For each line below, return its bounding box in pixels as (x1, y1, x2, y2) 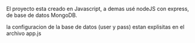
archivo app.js (6, 30, 42, 37)
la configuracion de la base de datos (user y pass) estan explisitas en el (6, 24, 185, 30)
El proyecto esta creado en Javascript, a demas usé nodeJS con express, (6, 5, 189, 12)
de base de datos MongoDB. (6, 12, 77, 19)
